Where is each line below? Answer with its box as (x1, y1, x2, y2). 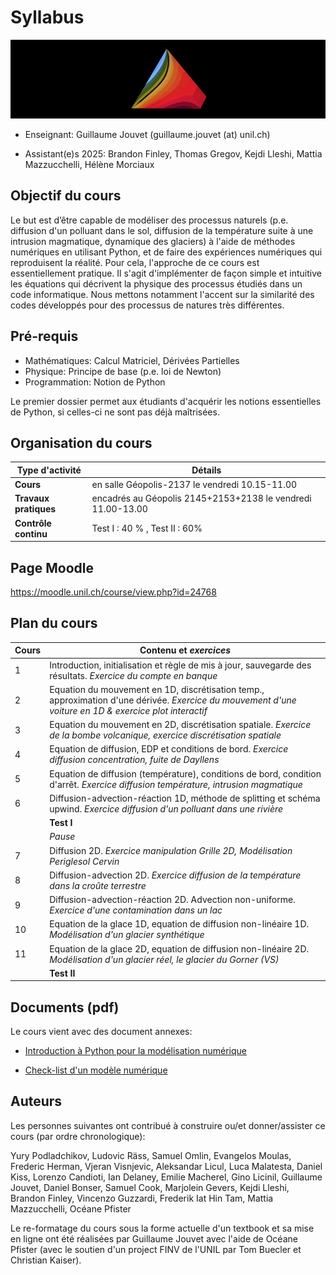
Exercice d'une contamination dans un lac (49, 904, 223, 916)
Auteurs (10, 1093, 63, 1110)
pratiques (14, 503, 57, 515)
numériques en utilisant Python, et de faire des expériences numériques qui (10, 246, 323, 258)
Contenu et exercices (139, 644, 232, 656)
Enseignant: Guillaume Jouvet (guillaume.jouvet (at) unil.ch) (24, 128, 271, 140)
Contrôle (14, 517, 52, 529)
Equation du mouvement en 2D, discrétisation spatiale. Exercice (49, 719, 312, 730)
